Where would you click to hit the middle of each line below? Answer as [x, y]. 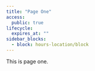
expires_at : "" [30, 34]
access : [16, 17]
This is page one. [27, 61]
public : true [28, 22]
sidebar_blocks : [26, 39]
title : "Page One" [29, 12]
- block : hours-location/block [50, 45]
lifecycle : [20, 28]
